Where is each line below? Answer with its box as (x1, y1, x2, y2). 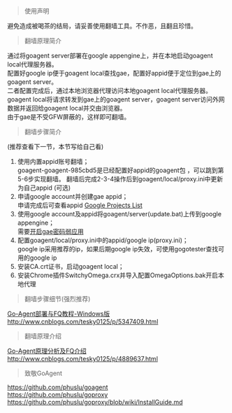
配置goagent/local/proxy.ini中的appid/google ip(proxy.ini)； (17, 236, 189, 244)
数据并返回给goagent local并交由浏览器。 (7, 104, 126, 112)
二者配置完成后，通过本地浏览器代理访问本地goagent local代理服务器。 (7, 87, 212, 94)
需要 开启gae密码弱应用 (17, 227, 84, 235)
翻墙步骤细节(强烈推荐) (24, 295, 91, 303)
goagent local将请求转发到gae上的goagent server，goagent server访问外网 (7, 95, 225, 104)
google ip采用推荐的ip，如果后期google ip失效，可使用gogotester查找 (17, 245, 219, 253)
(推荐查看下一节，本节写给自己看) (7, 143, 104, 150)
